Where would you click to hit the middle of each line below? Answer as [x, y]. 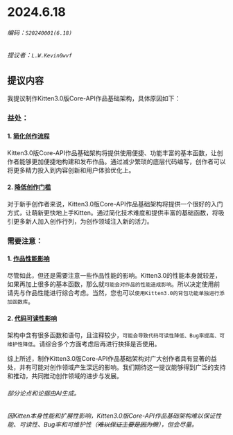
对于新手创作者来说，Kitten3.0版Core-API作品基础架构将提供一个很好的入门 [115, 204]
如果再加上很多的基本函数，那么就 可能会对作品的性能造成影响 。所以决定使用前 [114, 284]
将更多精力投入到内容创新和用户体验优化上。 [71, 170]
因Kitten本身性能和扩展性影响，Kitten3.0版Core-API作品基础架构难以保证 [111, 416]
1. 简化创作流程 [28, 136]
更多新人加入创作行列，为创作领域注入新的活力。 [83, 221]
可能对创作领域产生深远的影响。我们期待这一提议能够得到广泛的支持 [128, 367]
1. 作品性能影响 [28, 259]
